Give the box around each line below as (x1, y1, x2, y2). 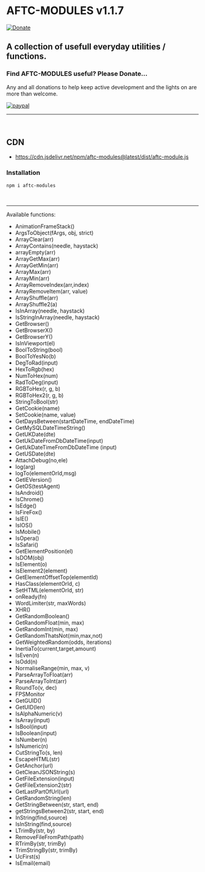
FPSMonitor (15, 690, 45, 698)
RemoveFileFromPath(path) (15, 833, 84, 841)
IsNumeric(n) (15, 742, 49, 750)
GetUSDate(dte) (15, 450, 56, 457)
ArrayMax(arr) (15, 268, 51, 275)
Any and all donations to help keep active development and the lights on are (6, 83, 197, 91)
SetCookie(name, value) (15, 411, 76, 418)
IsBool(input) (15, 723, 48, 730)
